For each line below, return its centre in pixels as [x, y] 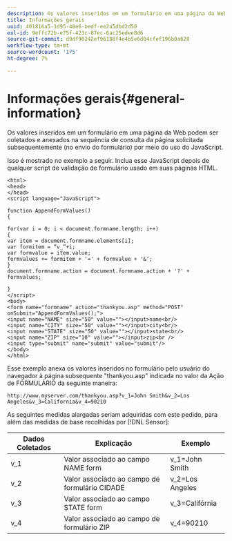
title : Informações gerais [46, 20]
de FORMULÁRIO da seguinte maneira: [62, 383]
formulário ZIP [87, 527]
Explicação [114, 443]
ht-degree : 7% [28, 59]
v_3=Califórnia [194, 503]
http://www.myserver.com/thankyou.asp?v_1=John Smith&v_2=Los [98, 395]
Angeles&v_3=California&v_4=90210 [57, 402]
